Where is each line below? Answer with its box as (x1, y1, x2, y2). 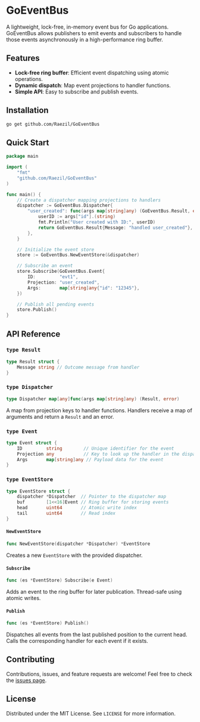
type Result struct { (6, 359, 60, 365)
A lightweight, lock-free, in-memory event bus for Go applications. (6, 23, 169, 30)
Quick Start (6, 138, 49, 148)
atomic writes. (6, 594, 41, 602)
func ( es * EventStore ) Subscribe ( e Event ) (6, 577, 113, 584)
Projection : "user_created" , (27, 279, 100, 285)
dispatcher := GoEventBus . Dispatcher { (17, 203, 113, 208)
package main (6, 153, 39, 160)
